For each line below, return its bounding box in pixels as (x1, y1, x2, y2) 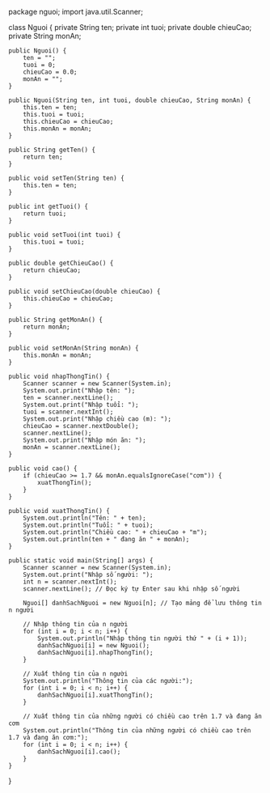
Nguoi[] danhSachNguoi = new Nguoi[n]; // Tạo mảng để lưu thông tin (23, 599, 263, 607)
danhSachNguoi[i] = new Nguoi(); (37, 642, 150, 650)
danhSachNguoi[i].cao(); (37, 748, 121, 756)
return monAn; (23, 323, 70, 331)
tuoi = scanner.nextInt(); (23, 408, 114, 416)
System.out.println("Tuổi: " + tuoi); (23, 521, 154, 529)
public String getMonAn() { (8, 316, 103, 324)
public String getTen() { (8, 146, 95, 154)
